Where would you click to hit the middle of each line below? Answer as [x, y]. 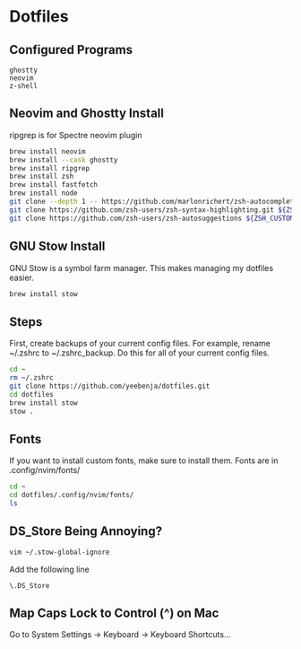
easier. [21, 277]
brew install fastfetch [54, 185]
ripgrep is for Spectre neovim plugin [76, 135]
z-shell [24, 86]
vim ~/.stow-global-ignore [60, 552]
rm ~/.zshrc [31, 378]
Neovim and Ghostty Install [86, 114]
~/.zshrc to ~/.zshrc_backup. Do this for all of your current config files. [140, 353]
